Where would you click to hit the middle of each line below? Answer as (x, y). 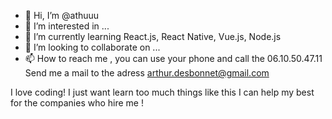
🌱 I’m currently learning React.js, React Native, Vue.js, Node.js (153, 36)
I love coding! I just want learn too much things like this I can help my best (162, 92)
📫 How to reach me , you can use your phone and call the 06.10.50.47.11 (173, 58)
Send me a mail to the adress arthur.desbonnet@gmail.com (147, 73)
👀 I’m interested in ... (67, 26)
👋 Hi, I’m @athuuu (62, 15)
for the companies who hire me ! (77, 103)
